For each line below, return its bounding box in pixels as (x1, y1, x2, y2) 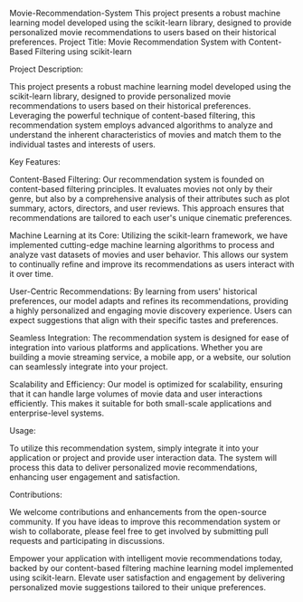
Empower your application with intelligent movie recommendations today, (9, 553, 283, 564)
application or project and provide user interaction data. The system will (9, 453, 278, 463)
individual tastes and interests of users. (9, 139, 156, 149)
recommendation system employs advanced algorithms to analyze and (9, 119, 273, 130)
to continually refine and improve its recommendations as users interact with (9, 259, 295, 270)
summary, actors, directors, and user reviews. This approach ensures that (9, 203, 285, 214)
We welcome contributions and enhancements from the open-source (9, 507, 267, 517)
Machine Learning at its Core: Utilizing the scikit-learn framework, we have (9, 230, 289, 241)
